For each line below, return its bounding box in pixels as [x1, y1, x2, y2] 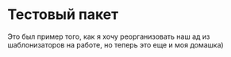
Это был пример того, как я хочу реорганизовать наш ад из [7, 32, 210, 41]
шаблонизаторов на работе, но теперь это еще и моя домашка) [7, 40, 224, 49]
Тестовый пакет [7, 6, 119, 24]
